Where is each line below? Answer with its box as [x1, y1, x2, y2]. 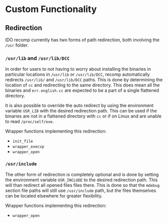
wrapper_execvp [12, 144, 45, 149]
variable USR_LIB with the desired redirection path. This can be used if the [5, 108, 157, 114]
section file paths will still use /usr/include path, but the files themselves [5, 187, 156, 193]
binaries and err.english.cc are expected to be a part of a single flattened [5, 87, 159, 93]
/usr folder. [5, 42, 29, 48]
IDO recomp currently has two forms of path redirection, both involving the [5, 37, 159, 43]
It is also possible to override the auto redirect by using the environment [5, 102, 154, 108]
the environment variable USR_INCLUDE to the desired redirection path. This [5, 177, 158, 183]
